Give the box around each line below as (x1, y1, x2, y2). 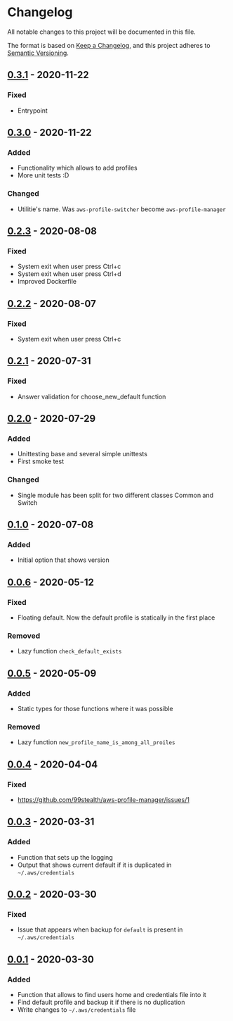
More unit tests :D (17, 171, 69, 180)
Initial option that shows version (17, 556, 110, 564)
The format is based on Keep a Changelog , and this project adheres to (7, 41, 211, 49)
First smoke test (17, 457, 65, 465)
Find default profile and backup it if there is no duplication (17, 998, 185, 1007)
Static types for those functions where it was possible (17, 705, 173, 713)
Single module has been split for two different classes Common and (17, 491, 214, 499)
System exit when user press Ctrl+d (17, 270, 121, 278)
